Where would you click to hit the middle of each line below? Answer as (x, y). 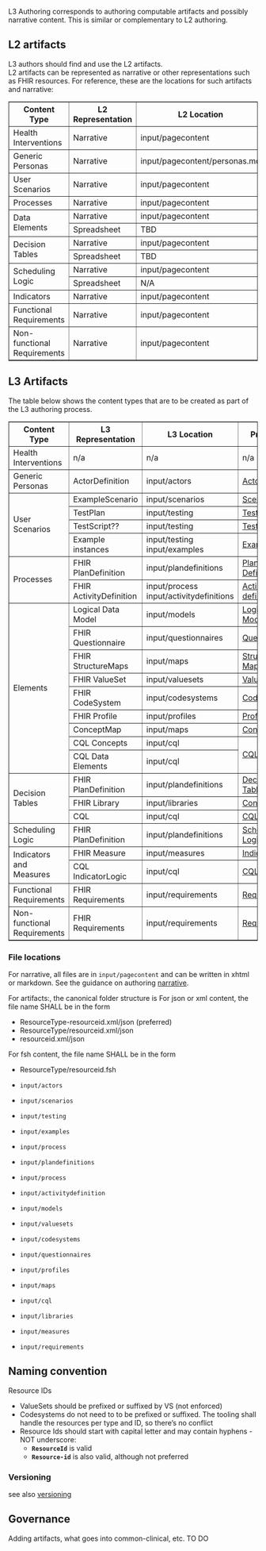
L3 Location (190, 434)
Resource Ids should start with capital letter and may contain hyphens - (136, 1431)
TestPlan (89, 513)
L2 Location (201, 114)
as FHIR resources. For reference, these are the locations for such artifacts (130, 81)
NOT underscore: (48, 1439)
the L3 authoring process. (50, 409)
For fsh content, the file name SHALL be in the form (92, 1054)
